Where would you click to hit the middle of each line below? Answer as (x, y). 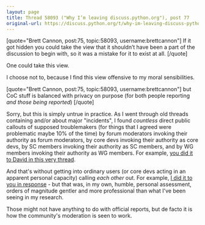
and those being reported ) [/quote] (50, 102)
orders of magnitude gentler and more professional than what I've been (96, 191)
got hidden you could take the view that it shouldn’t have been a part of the (101, 47)
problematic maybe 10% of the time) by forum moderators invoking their (97, 134)
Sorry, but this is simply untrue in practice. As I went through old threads (97, 114)
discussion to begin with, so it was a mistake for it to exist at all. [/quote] (97, 54)
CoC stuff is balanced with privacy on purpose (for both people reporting (98, 96)
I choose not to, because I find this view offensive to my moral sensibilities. (101, 78)
